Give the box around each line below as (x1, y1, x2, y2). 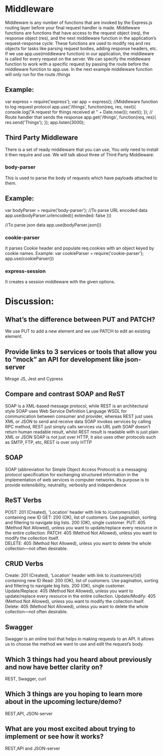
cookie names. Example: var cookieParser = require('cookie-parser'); (5, 250, 144, 256)
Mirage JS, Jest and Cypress (5, 376, 63, 382)
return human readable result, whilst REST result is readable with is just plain (5, 429, 159, 435)
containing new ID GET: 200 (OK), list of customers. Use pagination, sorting (5, 514, 157, 520)
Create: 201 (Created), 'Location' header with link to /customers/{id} (5, 572, 142, 578)
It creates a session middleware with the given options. (5, 279, 115, 285)
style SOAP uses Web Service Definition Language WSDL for (5, 408, 127, 414)
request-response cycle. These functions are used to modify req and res (5, 40, 151, 46)
